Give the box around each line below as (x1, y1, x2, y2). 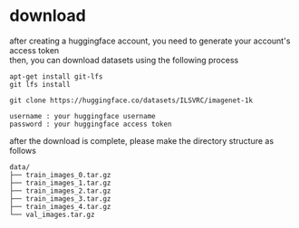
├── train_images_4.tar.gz (9, 202, 111, 211)
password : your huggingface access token (9, 119, 172, 128)
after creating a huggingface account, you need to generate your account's (9, 35, 291, 46)
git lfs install (9, 80, 71, 89)
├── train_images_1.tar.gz (9, 178, 111, 187)
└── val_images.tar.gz (9, 210, 95, 219)
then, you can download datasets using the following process (9, 54, 239, 65)
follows (9, 145, 36, 156)
